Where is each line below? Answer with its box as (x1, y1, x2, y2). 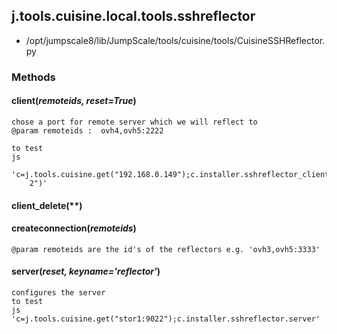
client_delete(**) (11, 199, 83, 211)
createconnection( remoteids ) (11, 222, 137, 234)
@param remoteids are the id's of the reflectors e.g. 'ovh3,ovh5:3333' (11, 244, 321, 254)
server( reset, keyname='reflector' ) (11, 265, 161, 278)
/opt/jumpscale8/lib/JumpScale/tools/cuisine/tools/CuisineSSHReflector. (25, 34, 326, 46)
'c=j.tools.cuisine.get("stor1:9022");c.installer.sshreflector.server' (11, 314, 321, 324)
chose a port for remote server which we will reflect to (11, 117, 258, 127)
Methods (11, 70, 56, 84)
